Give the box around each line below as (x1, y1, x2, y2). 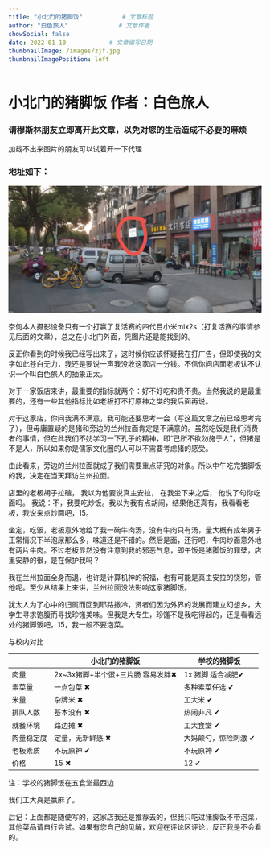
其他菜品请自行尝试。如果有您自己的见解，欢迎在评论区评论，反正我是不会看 (8, 822, 262, 831)
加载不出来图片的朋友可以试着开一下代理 (8, 144, 142, 154)
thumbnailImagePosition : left (8, 56, 110, 64)
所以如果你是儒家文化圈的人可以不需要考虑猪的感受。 (35, 443, 213, 453)
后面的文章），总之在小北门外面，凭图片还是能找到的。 (14, 331, 195, 342)
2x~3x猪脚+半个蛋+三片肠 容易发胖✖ (54, 669, 178, 679)
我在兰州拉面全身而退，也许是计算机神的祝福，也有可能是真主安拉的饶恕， (8, 572, 255, 582)
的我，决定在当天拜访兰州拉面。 (8, 470, 114, 480)
